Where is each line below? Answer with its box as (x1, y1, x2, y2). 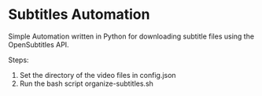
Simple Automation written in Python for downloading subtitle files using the (8, 31, 254, 41)
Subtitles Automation (8, 6, 150, 24)
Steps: (8, 55, 29, 65)
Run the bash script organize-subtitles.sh (19, 79, 153, 88)
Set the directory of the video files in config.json (19, 70, 176, 79)
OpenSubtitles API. (8, 39, 69, 49)
